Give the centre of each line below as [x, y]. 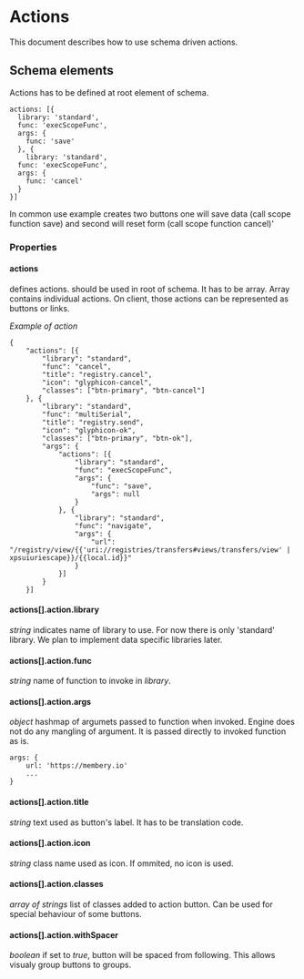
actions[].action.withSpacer [64, 934]
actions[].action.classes [56, 884]
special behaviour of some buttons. [76, 914]
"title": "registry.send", [93, 422]
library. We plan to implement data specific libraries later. [116, 640]
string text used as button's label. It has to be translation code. [127, 822]
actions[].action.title [49, 802]
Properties [33, 247]
